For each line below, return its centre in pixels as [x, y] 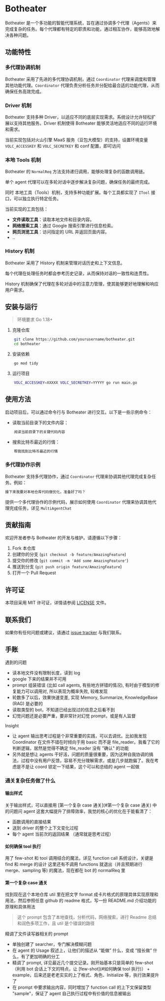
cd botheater [27, 344]
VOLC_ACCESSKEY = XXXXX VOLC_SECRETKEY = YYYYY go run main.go [76, 383]
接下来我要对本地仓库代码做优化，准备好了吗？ [45, 492]
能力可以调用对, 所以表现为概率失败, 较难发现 [62, 691]
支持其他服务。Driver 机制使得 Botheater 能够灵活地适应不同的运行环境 [85, 123]
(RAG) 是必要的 [27, 703]
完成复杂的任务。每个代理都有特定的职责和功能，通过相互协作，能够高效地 [80, 29]
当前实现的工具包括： [27, 209]
